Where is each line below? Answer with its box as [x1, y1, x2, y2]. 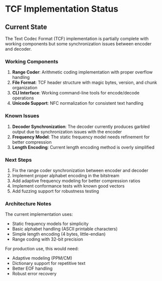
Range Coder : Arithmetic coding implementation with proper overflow [12, 69, 153, 75]
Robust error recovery [12, 271, 57, 277]
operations [12, 95, 34, 101]
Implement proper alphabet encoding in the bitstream [12, 172, 120, 178]
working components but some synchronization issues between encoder [5, 41, 152, 47]
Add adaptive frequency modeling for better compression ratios [12, 178, 141, 184]
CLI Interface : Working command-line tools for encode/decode [12, 90, 140, 96]
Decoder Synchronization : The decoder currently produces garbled [12, 123, 150, 130]
